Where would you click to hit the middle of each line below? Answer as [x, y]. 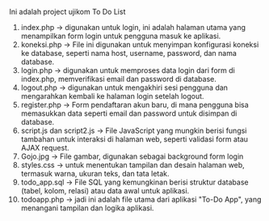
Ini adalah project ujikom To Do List [67, 12]
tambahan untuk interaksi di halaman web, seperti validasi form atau [134, 139]
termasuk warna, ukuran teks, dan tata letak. [95, 174]
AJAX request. [45, 148]
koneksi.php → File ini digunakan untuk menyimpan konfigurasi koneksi [140, 45]
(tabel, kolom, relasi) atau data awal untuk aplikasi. [105, 191]
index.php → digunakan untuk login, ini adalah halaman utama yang [133, 27]
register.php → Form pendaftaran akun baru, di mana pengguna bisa [134, 105]
